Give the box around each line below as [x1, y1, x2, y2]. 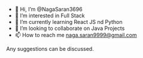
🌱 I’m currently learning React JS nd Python [14, 19, 123, 25]
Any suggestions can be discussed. [6, 45, 94, 52]
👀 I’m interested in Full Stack [14, 12, 85, 19]
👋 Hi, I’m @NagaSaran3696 [14, 6, 83, 13]
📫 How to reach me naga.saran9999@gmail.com [14, 32, 138, 38]
